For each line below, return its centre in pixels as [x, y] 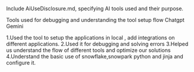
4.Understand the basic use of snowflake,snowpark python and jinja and [95, 56]
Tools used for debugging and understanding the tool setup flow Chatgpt [96, 20]
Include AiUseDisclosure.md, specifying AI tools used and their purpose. [95, 9]
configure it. [21, 63]
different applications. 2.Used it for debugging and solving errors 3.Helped [97, 44]
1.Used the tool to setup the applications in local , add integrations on [90, 37]
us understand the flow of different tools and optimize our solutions [88, 50]
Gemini [15, 26]
